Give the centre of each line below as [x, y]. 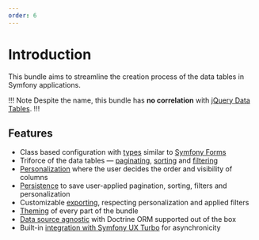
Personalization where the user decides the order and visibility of [126, 169]
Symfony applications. [44, 84]
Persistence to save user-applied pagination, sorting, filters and [123, 186]
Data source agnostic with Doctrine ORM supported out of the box [128, 219]
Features [30, 133]
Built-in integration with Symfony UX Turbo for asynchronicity [120, 228]
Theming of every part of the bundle [79, 211]
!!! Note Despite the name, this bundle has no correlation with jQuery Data [129, 100]
